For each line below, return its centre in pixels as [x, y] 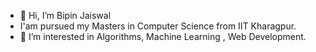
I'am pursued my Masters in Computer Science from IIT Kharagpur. [158, 26]
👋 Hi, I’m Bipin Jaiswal [65, 15]
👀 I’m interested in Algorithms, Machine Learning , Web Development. [163, 36]
